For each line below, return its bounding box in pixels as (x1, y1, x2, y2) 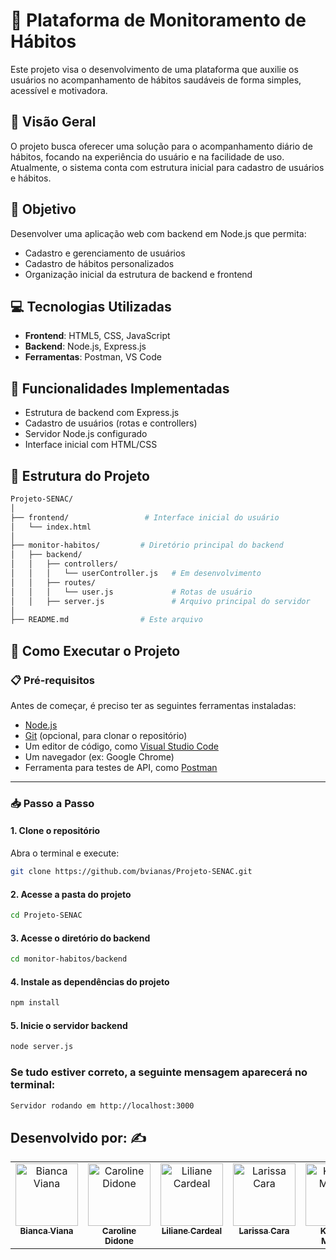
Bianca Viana (19, 1225, 74, 1237)
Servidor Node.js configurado (24, 428, 148, 440)
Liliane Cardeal (161, 1225, 223, 1237)
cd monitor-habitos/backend (10, 954, 128, 964)
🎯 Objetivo (10, 201, 77, 218)
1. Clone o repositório (10, 825, 101, 837)
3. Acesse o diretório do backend (10, 932, 151, 944)
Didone (104, 1235, 135, 1247)
